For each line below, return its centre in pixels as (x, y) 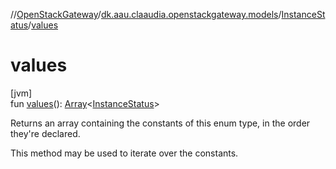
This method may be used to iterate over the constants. (124, 153)
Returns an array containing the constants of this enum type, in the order (160, 123)
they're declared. (45, 133)
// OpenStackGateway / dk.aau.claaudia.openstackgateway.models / (146, 14)
